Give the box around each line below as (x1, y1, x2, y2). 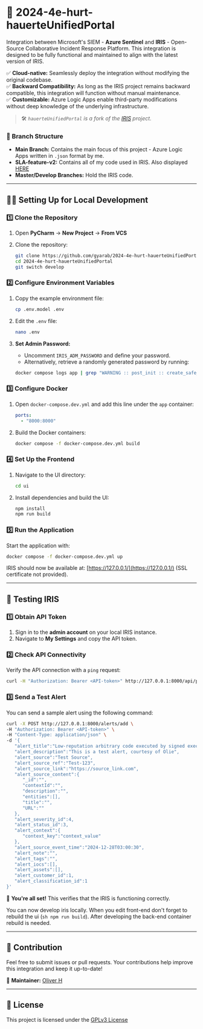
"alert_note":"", (14, 850, 59, 856)
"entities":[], (22, 794, 61, 800)
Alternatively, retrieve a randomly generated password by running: (24, 358, 189, 365)
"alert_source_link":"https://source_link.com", (14, 765, 139, 772)
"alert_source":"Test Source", (14, 754, 94, 760)
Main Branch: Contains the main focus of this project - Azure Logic (14, 146, 183, 153)
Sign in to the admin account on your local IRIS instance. (14, 629, 157, 636)
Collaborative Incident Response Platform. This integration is (25, 45, 176, 52)
